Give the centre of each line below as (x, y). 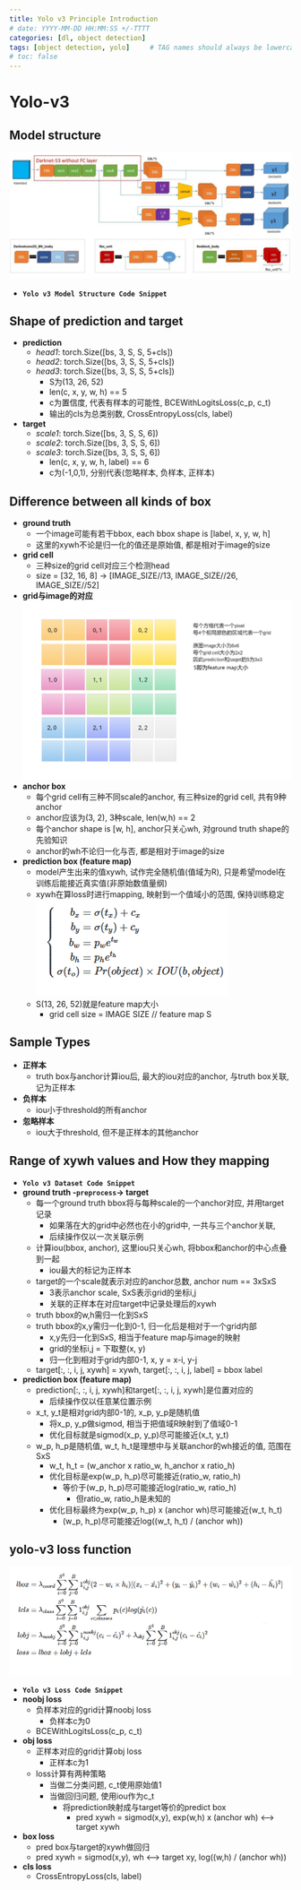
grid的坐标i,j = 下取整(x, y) (97, 1348)
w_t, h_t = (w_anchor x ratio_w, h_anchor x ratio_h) (142, 1465)
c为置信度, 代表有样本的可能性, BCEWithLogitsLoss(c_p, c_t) (160, 402)
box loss (39, 1836)
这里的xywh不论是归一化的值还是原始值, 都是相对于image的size (153, 545)
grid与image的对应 (57, 596)
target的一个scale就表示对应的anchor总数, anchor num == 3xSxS (156, 1281)
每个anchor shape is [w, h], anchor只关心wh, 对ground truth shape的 (162, 828)
